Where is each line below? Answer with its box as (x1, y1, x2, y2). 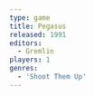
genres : (9, 64, 39, 73)
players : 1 (9, 55, 51, 64)
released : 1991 (9, 30, 67, 39)
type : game (9, 13, 51, 23)
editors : (9, 38, 42, 48)
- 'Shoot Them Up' (17, 72, 88, 81)
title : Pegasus (9, 22, 67, 31)
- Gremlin (17, 47, 54, 56)
